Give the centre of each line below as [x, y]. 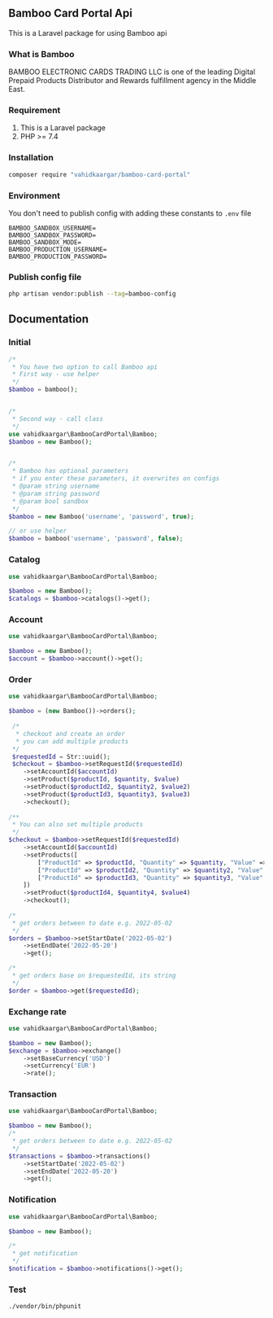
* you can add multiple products [72, 741]
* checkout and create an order [71, 733]
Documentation [49, 320]
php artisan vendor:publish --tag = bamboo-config [92, 294]
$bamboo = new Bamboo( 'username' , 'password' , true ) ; [102, 516]
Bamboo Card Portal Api [70, 13]
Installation [31, 158]
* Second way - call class [58, 418]
